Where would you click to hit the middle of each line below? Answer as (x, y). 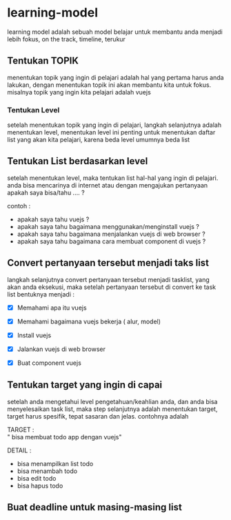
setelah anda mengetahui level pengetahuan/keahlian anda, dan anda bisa (112, 401)
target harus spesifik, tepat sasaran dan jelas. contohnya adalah (98, 416)
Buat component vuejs (49, 363)
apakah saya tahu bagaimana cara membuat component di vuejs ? (111, 241)
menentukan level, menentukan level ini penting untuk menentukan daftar (111, 132)
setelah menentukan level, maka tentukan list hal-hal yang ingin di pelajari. (113, 178)
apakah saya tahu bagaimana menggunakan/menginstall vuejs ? (108, 226)
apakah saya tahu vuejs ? (53, 219)
